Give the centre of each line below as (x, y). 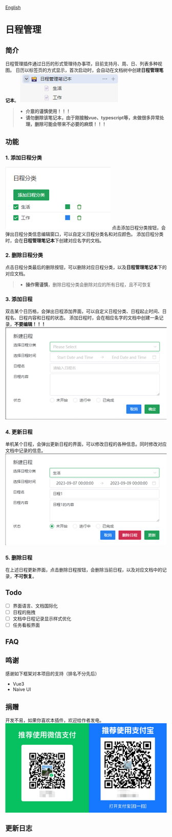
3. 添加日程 (19, 299)
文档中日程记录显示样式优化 (42, 619)
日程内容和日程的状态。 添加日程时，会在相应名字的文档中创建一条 (89, 318)
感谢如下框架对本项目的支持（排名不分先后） (52, 674)
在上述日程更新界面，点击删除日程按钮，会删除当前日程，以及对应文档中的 (84, 570)
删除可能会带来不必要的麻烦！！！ (70, 124)
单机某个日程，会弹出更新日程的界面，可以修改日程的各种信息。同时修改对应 (86, 444)
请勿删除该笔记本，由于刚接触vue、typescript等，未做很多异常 (92, 118)
